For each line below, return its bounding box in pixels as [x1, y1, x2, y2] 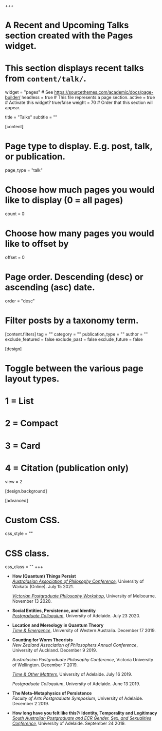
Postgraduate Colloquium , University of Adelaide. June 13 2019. [12, 681, 140, 687]
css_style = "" [5, 531, 33, 536]
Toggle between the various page [5, 363, 144, 374]
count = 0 [5, 211, 25, 217]
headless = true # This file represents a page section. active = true [21, 95, 155, 100]
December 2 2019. [12, 701, 50, 707]
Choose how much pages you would [5, 184, 155, 196]
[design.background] [5, 488, 47, 494]
